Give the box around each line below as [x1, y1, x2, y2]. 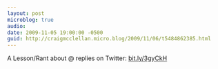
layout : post [7, 10, 45, 17]
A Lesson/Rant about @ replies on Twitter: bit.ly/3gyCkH [7, 54, 168, 62]
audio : [7, 23, 26, 29]
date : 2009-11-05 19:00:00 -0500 [7, 29, 103, 36]
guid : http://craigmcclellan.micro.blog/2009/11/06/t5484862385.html [7, 36, 212, 42]
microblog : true [7, 16, 54, 23]
